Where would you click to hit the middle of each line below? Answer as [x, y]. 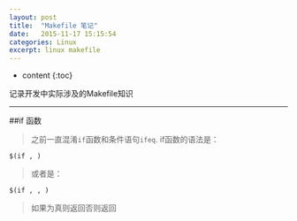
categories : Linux [43, 42]
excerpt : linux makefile [55, 50]
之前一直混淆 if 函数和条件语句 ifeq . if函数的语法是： [125, 140]
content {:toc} [47, 75]
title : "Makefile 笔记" [53, 26]
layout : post [33, 17]
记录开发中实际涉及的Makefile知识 [72, 94]
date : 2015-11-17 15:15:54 [63, 34]
